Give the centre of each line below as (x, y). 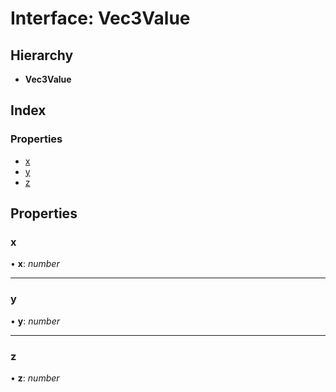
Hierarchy (42, 55)
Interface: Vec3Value (100, 18)
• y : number (35, 321)
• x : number (35, 264)
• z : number (35, 378)
